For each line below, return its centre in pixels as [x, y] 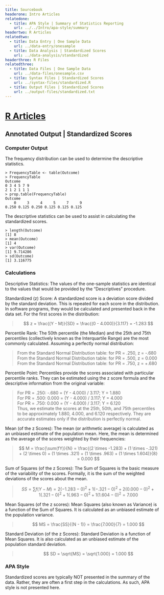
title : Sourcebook [24, 10]
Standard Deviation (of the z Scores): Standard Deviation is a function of [78, 534]
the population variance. [30, 515]
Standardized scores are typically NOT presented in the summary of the [78, 577]
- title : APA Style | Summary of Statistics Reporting [67, 23]
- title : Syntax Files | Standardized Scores [57, 78]
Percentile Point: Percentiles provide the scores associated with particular [80, 373]
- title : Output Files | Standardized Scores [57, 87]
